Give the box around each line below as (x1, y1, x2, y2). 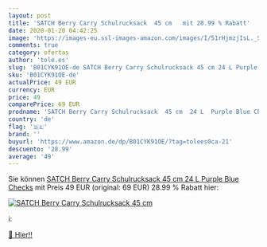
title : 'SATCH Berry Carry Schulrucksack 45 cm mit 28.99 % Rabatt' (8, 19, 250, 27)
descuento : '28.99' (8, 145, 73, 153)
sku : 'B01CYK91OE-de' (8, 71, 80, 79)
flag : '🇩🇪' (8, 123, 48, 131)
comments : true (8, 41, 59, 49)
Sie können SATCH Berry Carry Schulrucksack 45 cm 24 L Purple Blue (8, 174, 240, 184)
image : (8, 33, 30, 42)
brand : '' (8, 130, 41, 138)
